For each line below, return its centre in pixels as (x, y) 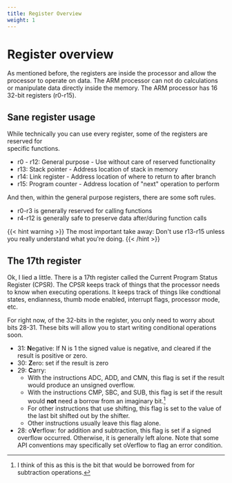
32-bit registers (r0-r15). (42, 95)
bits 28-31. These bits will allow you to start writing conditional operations (112, 328)
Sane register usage (51, 117)
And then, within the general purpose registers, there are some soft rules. (112, 197)
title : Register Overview (44, 13)
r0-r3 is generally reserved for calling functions (85, 211)
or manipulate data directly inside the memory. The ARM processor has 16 (112, 88)
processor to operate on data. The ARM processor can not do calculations (113, 81)
